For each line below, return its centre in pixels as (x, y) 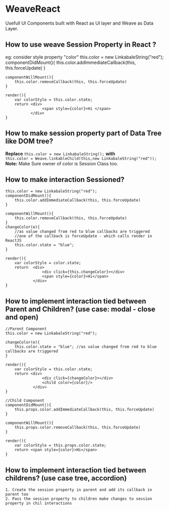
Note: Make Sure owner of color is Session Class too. (62, 163)
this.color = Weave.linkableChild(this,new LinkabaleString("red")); (81, 158)
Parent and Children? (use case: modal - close (80, 309)
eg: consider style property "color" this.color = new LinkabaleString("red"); (84, 57)
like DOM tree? (29, 141)
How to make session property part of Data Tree (83, 133)
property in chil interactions (39, 503)
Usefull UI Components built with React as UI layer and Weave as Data (79, 23)
